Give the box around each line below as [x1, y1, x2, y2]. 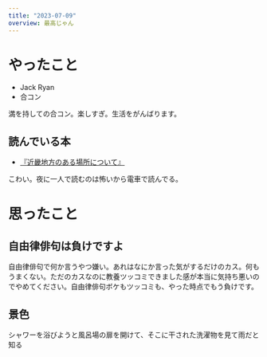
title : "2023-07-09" [8, 11, 77, 20]
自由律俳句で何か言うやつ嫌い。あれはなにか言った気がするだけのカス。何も [8, 262, 260, 272]
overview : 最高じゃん [8, 19, 74, 27]
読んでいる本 [8, 135, 71, 148]
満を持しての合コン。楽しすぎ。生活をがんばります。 [8, 109, 182, 119]
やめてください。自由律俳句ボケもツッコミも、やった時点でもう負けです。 [14, 282, 259, 292]
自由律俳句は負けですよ [8, 239, 124, 253]
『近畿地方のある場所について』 [19, 157, 125, 167]
